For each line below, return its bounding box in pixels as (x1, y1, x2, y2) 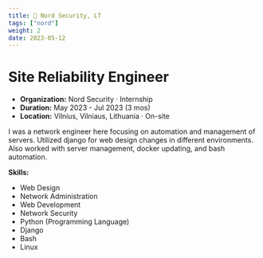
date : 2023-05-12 (8, 33, 66, 42)
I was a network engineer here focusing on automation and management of (8, 127, 256, 136)
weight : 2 (8, 26, 41, 34)
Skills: (8, 168, 29, 178)
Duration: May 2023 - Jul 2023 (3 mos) (19, 103, 151, 112)
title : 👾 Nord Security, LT (8, 11, 102, 20)
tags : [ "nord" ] (8, 19, 59, 27)
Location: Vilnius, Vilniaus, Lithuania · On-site (19, 111, 170, 121)
